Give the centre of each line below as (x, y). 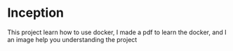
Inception (36, 13)
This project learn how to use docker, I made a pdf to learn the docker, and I (117, 32)
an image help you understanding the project (72, 39)
